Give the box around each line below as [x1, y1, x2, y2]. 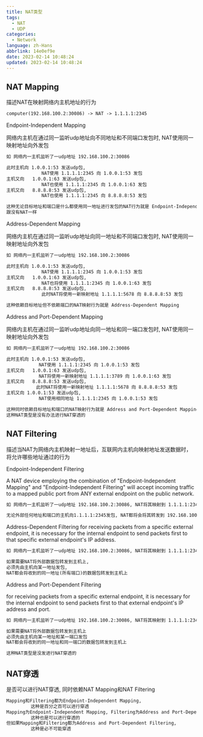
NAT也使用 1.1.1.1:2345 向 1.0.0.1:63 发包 [41, 181, 147, 187]
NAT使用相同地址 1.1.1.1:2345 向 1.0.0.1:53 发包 [38, 395, 158, 402]
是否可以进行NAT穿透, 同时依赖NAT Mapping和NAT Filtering [6, 686, 155, 693]
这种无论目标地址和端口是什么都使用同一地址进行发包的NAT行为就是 [6, 204, 150, 210]
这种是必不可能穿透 [30, 726, 71, 732]
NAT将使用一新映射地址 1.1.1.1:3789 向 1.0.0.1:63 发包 [38, 373, 172, 379]
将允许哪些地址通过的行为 [6, 453, 70, 460]
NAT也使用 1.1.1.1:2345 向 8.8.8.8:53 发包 [41, 193, 147, 199]
